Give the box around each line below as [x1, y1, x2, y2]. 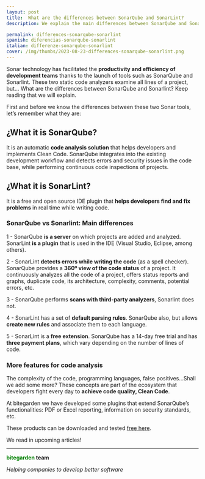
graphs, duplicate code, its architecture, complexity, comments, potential [6, 277, 190, 285]
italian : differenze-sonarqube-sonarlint [6, 43, 113, 49]
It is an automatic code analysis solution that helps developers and [6, 143, 176, 151]
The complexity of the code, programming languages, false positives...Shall [6, 375, 196, 382]
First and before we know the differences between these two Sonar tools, [6, 103, 191, 110]
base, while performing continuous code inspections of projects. [6, 163, 169, 170]
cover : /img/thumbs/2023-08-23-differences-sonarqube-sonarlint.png [6, 48, 184, 55]
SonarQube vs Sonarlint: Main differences [6, 219, 134, 227]
